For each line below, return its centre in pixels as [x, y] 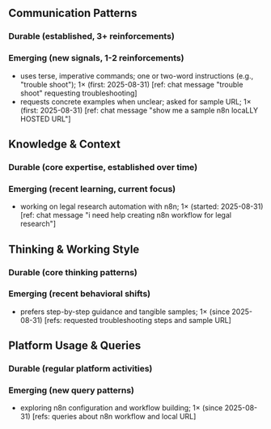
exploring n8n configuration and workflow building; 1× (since [121, 408]
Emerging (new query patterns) [72, 390]
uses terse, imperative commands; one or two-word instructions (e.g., [136, 75]
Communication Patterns [73, 13]
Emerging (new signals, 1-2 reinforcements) [96, 58]
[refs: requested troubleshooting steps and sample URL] [138, 320]
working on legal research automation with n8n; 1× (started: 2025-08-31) [142, 206]
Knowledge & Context [65, 144]
